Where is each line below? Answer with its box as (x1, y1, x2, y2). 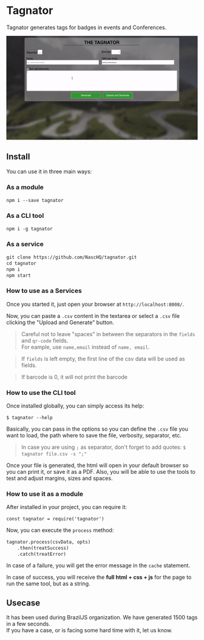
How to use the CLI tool (6, 388, 76, 397)
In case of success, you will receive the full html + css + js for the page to (6, 574, 192, 581)
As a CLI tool (6, 211, 44, 220)
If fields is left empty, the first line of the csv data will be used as (21, 355, 185, 362)
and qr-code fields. (21, 337, 69, 344)
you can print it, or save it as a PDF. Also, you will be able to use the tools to (6, 468, 196, 476)
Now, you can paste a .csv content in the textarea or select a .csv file (6, 312, 180, 319)
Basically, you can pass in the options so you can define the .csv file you (6, 425, 188, 433)
